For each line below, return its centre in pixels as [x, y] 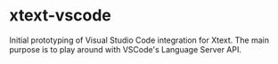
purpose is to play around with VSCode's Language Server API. [126, 49]
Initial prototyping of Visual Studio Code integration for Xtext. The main [139, 40]
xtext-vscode [60, 16]
